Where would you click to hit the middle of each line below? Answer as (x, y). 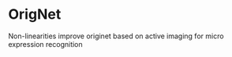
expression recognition (45, 44)
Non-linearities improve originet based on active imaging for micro (116, 36)
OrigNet (35, 14)
